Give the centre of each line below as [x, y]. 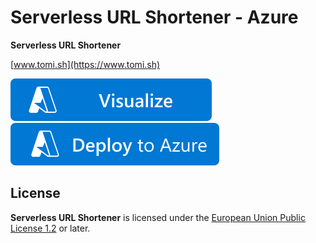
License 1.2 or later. [50, 228]
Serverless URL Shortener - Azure [154, 17]
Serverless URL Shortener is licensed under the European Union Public [158, 217]
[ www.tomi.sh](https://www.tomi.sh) [85, 64]
